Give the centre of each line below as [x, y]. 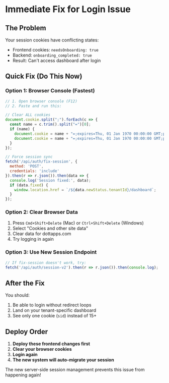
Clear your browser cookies [42, 349]
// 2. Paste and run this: [33, 106]
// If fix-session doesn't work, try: [46, 263]
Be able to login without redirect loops [52, 305]
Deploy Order [27, 332]
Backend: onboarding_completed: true [52, 55]
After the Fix [25, 283]
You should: [18, 295]
